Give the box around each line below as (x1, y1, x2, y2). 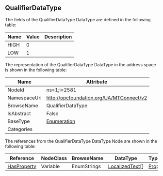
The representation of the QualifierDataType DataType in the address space (5, 61, 156, 67)
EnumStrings (71, 163, 101, 170)
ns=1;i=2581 (46, 87, 77, 93)
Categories (7, 126, 33, 132)
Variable (41, 163, 60, 170)
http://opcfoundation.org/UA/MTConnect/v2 (46, 94, 147, 101)
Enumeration (46, 118, 76, 125)
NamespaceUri (7, 94, 42, 101)
